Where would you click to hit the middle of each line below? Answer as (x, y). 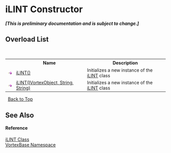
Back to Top (20, 99)
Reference (17, 128)
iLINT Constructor (44, 9)
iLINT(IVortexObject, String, (45, 82)
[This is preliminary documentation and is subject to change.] (72, 23)
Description (125, 63)
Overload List (27, 39)
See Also (20, 115)
